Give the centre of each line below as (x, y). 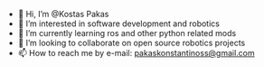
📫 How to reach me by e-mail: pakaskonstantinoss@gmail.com (136, 53)
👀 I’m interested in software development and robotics (118, 24)
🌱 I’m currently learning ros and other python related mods (127, 33)
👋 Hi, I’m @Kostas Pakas (63, 14)
